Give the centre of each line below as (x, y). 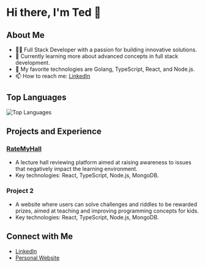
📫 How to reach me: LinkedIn (53, 76)
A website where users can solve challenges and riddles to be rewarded (106, 204)
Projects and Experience (54, 132)
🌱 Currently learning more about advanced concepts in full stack (97, 56)
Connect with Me (40, 237)
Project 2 (20, 191)
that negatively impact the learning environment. (76, 169)
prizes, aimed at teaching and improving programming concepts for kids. (107, 211)
